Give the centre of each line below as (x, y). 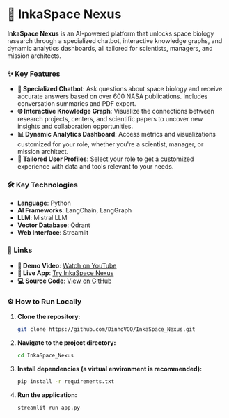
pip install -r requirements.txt (66, 381)
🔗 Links (20, 250)
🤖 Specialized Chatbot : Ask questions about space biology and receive (120, 89)
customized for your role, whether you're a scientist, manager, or (110, 144)
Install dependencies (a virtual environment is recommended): (110, 369)
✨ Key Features (34, 74)
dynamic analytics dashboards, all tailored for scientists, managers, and (110, 48)
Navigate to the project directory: (66, 343)
